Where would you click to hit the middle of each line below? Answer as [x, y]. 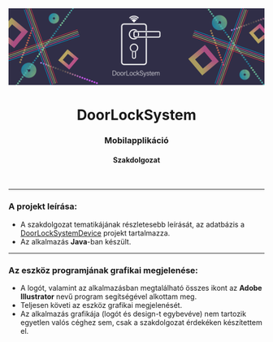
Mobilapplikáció [136, 141]
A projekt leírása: [43, 206]
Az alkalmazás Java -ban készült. [76, 241]
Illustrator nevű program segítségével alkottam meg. [108, 297]
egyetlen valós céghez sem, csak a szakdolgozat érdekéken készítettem [141, 323]
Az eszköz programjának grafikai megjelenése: [104, 270]
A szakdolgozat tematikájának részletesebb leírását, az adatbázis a [132, 224]
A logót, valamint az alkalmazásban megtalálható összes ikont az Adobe [141, 288]
